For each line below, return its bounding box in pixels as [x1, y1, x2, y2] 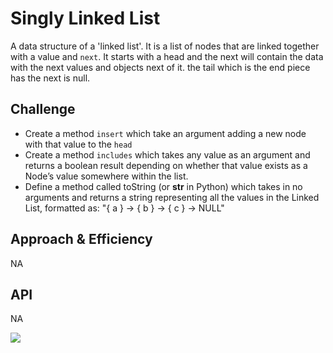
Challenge [10, 101, 76, 118]
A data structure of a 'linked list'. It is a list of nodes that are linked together [10, 40, 320, 52]
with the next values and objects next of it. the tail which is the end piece [10, 61, 311, 73]
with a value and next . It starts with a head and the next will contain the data [10, 50, 324, 62]
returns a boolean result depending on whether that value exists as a [24, 159, 308, 171]
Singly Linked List [10, 7, 161, 30]
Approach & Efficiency [10, 231, 153, 248]
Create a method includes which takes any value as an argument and [24, 148, 311, 161]
